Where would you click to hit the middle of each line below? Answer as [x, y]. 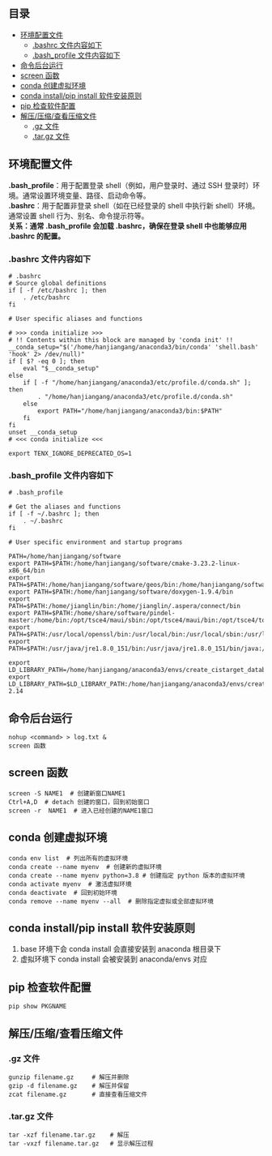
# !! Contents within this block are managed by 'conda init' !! [121, 340]
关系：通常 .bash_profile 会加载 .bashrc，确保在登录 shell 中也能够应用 [127, 225]
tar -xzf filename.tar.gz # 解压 [69, 1135]
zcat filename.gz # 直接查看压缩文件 [78, 1094]
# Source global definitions [57, 283]
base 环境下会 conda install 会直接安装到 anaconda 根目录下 [121, 949]
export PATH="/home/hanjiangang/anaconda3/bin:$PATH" [130, 411]
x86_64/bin [27, 571]
